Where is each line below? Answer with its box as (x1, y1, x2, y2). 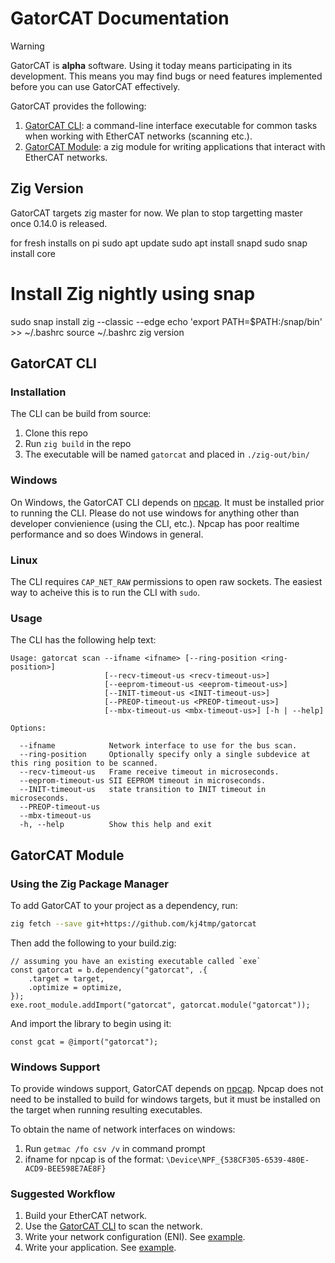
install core (10, 247, 56, 259)
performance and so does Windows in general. (10, 528, 204, 540)
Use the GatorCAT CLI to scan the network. (24, 1220, 203, 1232)
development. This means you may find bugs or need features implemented (10, 70, 323, 82)
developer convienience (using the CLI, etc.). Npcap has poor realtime (10, 517, 300, 529)
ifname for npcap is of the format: (24, 1153, 165, 1166)
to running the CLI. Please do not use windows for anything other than (10, 507, 300, 519)
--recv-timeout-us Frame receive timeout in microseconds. (19, 767, 280, 777)
